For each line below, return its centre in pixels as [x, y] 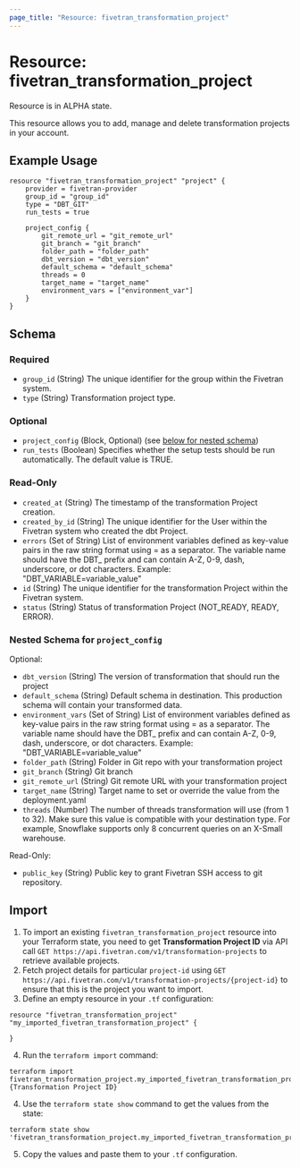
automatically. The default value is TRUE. [98, 460]
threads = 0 [64, 275]
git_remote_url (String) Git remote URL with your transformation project [154, 780]
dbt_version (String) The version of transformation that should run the [151, 676]
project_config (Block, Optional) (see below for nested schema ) [140, 440]
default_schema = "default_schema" [108, 268]
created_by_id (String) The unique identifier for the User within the [145, 521]
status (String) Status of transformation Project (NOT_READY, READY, [150, 607]
